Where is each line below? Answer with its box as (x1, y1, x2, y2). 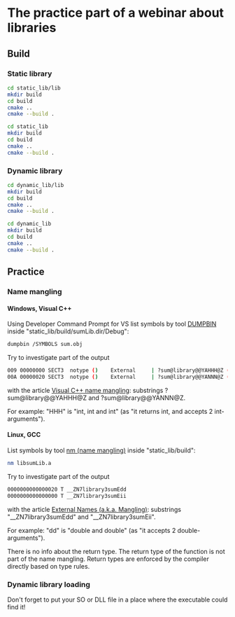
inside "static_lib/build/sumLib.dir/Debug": (7, 327, 129, 335)
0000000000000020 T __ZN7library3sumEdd (7, 485, 127, 493)
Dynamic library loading (7, 579, 91, 589)
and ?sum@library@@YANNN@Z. (88, 394, 186, 402)
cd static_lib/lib (7, 84, 61, 92)
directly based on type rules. (7, 562, 90, 570)
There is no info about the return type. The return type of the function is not (7, 547, 225, 555)
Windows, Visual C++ (7, 304, 72, 312)
